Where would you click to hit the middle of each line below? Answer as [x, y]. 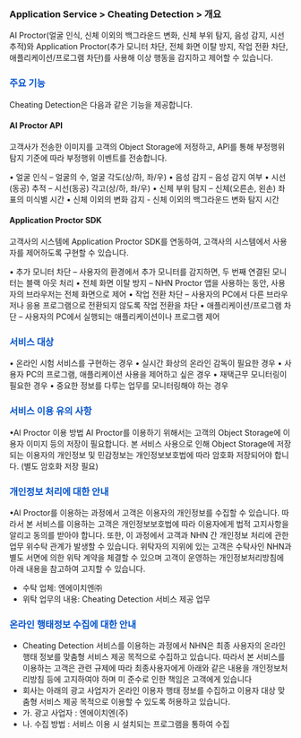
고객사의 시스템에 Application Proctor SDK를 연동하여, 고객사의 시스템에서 [140, 241]
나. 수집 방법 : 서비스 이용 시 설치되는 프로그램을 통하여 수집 [126, 725]
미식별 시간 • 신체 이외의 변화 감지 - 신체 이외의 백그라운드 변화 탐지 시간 [152, 199]
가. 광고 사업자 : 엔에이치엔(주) [75, 713]
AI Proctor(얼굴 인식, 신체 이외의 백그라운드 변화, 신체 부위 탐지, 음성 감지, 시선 [147, 35]
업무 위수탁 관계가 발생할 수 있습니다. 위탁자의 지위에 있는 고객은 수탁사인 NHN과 [150, 546]
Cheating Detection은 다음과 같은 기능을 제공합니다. [101, 104]
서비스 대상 [32, 342]
